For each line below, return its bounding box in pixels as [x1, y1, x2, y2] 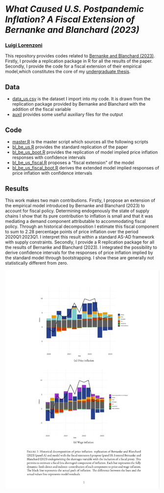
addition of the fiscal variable [12, 107, 71, 112]
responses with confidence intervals [12, 155, 86, 161]
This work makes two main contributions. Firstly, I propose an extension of [5, 197, 156, 203]
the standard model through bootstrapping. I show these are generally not [5, 254, 154, 261]
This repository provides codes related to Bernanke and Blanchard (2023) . [5, 53, 155, 59]
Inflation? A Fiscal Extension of [5, 14, 135, 25]
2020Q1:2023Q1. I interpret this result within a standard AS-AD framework [5, 234, 155, 240]
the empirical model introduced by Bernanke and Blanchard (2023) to [5, 202, 145, 208]
